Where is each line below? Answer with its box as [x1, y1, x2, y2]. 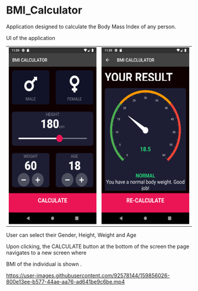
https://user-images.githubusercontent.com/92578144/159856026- [6, 272, 170, 279]
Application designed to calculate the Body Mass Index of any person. [6, 23, 176, 30]
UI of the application [6, 34, 56, 41]
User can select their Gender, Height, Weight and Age [6, 232, 137, 239]
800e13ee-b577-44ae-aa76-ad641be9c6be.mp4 [6, 278, 125, 286]
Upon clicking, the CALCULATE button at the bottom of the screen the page [6, 243, 190, 250]
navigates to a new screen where [6, 249, 87, 256]
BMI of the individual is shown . [6, 260, 82, 268]
